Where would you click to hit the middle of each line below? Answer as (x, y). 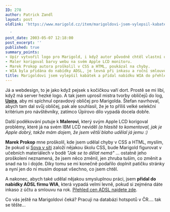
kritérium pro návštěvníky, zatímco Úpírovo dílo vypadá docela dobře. (78, 112)
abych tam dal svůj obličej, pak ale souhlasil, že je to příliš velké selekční (80, 106)
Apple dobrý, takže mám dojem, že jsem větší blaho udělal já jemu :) (77, 132)
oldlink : (14, 24)
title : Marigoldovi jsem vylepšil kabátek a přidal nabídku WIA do (78, 76)
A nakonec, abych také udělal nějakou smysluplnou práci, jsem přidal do (81, 179)
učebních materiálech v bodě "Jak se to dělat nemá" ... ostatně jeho (76, 153)
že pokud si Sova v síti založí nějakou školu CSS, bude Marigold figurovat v (83, 147)
